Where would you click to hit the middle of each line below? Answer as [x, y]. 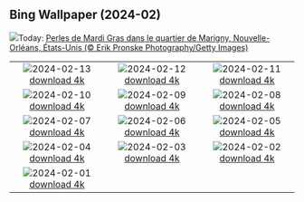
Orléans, [25, 47]
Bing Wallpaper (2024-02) [85, 15]
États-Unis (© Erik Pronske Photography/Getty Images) [146, 47]
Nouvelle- [252, 38]
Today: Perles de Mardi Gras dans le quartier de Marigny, [125, 38]
